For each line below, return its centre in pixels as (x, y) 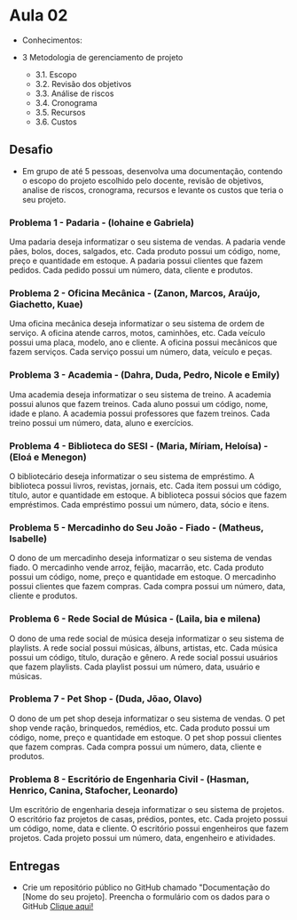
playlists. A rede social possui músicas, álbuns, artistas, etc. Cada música (144, 648)
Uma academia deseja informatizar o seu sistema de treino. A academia (141, 394)
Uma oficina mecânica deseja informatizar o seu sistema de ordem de (137, 324)
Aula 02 (39, 16)
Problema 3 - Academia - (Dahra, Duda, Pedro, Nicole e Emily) (145, 375)
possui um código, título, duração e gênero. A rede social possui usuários (144, 657)
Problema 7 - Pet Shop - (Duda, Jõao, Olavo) (106, 699)
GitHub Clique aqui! (58, 906)
